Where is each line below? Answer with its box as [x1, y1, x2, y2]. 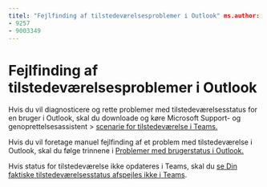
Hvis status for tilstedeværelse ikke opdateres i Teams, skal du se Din [8, 161, 238, 171]
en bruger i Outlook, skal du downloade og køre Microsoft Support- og [8, 113, 241, 123]
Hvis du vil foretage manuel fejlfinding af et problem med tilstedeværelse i [8, 137, 253, 147]
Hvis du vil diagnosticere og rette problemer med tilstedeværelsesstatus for [8, 105, 258, 115]
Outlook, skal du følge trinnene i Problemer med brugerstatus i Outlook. [8, 146, 245, 156]
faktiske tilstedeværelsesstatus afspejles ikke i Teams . [8, 170, 188, 180]
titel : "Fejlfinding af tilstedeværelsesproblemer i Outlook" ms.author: [8, 11, 261, 20]
